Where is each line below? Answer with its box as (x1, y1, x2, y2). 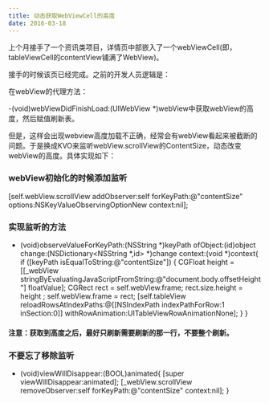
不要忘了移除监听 (8, 350, 75, 361)
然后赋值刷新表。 (22, 113, 79, 123)
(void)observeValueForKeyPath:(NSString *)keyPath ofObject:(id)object (19, 240, 256, 250)
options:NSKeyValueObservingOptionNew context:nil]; (8, 200, 189, 210)
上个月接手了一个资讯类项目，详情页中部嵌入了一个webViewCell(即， (8, 42, 237, 52)
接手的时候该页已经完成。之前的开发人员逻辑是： (8, 69, 170, 79)
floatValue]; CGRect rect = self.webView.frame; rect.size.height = (27, 283, 243, 293)
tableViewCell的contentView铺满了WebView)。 (8, 52, 164, 62)
